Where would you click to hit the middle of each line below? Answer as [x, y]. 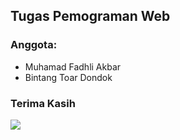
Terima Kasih [43, 103]
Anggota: [34, 45]
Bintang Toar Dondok [68, 77]
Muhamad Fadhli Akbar [73, 66]
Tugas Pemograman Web [90, 16]
